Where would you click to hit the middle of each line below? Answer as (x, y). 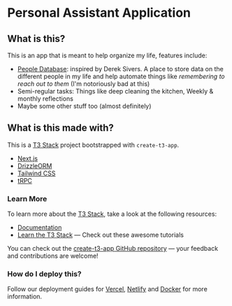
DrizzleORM (35, 166)
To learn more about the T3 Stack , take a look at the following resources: (112, 214)
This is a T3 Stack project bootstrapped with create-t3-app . (93, 145)
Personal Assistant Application (99, 13)
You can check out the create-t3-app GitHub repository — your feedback (113, 249)
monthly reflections (45, 99)
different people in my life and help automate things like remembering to (121, 76)
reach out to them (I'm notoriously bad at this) (84, 84)
